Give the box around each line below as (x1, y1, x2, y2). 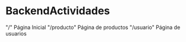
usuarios (5, 30, 27, 37)
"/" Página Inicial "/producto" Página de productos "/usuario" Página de (5, 24, 181, 31)
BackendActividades (5, 4, 110, 18)
